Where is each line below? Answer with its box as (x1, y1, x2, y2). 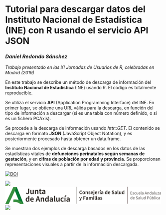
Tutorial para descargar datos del (5, 3, 146, 15)
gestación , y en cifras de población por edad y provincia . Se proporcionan (5, 156, 161, 162)
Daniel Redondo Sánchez (5, 53, 68, 60)
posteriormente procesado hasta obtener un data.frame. (5, 136, 121, 142)
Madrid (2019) (5, 70, 35, 76)
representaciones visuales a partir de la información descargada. (5, 161, 139, 168)
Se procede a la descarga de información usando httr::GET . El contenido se (5, 125, 161, 131)
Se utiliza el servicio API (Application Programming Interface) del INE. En (5, 100, 155, 106)
